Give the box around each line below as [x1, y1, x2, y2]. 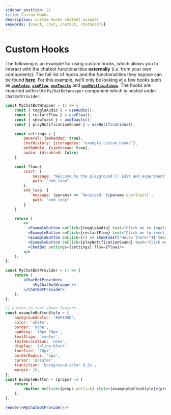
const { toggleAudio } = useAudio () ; [14, 108, 95, 113]
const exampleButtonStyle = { [5, 310, 70, 315]
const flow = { [14, 164, 42, 169]
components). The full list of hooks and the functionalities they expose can [5, 71, 162, 78]
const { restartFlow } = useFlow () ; [14, 112, 93, 117]
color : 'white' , [14, 320, 49, 325]
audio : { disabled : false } [23, 150, 79, 156]
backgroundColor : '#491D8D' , [14, 315, 76, 321]
